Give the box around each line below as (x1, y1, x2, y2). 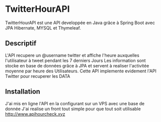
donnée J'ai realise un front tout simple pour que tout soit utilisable (5, 106, 141, 112)
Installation (5, 88, 40, 96)
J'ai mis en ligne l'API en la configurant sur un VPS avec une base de (5, 100, 145, 106)
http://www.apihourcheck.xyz (5, 111, 65, 117)
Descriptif (5, 39, 37, 48)
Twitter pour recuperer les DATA (5, 73, 70, 79)
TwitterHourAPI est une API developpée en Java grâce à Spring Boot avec (5, 20, 155, 26)
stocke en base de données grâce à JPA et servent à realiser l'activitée (5, 62, 149, 68)
